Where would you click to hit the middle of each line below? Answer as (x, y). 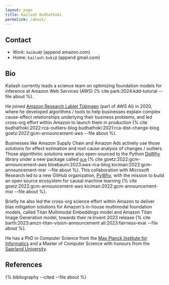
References (24, 265)
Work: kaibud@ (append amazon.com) (51, 52)
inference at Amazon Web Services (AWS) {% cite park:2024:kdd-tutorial (81, 91)
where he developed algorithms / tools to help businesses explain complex (83, 112)
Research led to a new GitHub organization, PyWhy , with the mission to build (85, 175)
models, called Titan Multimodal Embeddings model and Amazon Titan (79, 212)
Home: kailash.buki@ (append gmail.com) (56, 58)
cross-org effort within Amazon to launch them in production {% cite (76, 122)
